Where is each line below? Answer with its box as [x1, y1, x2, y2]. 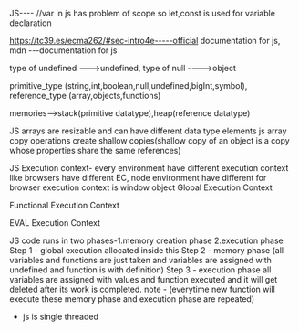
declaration [9, 17, 52, 28]
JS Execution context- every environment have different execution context [9, 163, 289, 173]
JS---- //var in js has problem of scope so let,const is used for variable [9, 8, 276, 18]
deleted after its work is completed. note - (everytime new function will [9, 283, 275, 294]
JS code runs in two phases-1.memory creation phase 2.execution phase [9, 235, 284, 246]
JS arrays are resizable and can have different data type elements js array [9, 125, 287, 136]
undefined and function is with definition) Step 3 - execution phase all [9, 264, 272, 275]
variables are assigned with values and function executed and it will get [9, 274, 278, 284]
